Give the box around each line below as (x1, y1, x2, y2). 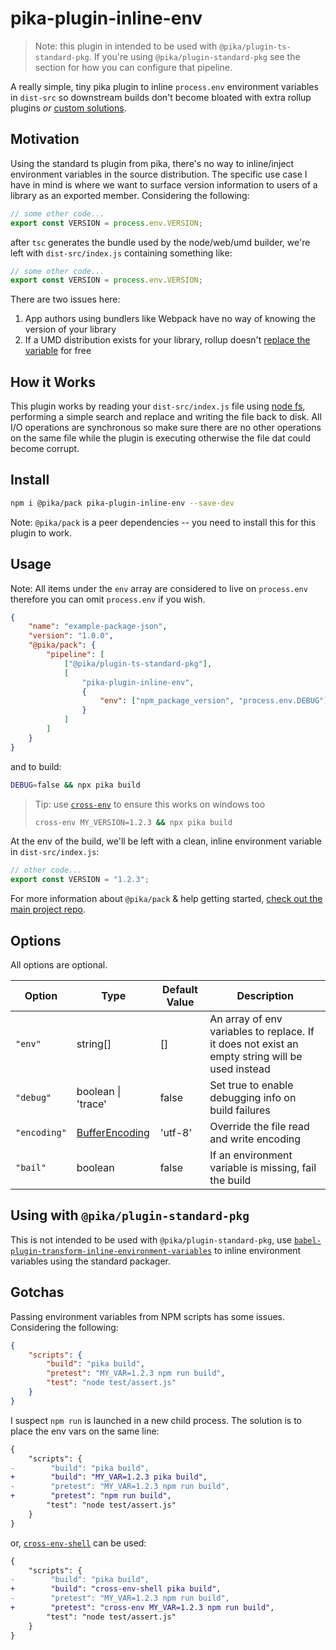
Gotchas (10, 1284, 65, 1301)
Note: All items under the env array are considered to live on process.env (10, 582, 308, 594)
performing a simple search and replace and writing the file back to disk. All (10, 411, 322, 423)
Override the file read (209, 1120, 310, 1133)
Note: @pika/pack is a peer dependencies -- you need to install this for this (10, 516, 317, 528)
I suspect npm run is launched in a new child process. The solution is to (10, 1414, 302, 1426)
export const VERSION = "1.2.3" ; (10, 875, 150, 885)
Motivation (10, 131, 80, 148)
